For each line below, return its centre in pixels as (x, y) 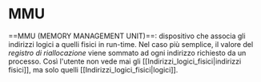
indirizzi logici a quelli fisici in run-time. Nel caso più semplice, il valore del (131, 44)
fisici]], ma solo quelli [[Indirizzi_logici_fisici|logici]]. (93, 69)
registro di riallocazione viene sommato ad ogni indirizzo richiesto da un (127, 53)
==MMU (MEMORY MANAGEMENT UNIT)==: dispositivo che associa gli (127, 36)
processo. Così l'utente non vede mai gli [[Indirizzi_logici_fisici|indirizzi (125, 61)
